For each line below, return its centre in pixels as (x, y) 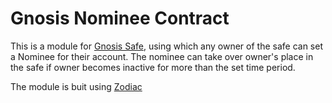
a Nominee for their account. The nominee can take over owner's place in (162, 56)
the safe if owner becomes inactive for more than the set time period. (153, 67)
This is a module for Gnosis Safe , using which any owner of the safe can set (167, 46)
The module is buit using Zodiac (76, 86)
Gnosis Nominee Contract (120, 18)
